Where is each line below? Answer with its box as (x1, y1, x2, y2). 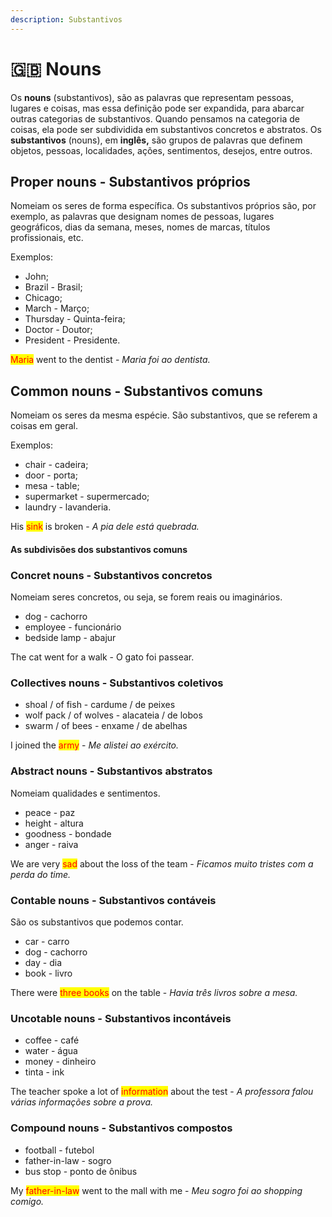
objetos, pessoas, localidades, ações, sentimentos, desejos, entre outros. (10, 144, 313, 156)
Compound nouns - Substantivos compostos (10, 1121, 233, 1135)
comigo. (10, 1195, 45, 1207)
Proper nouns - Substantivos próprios (10, 173, 251, 190)
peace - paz (24, 806, 76, 818)
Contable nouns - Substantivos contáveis (10, 893, 217, 907)
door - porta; (24, 469, 78, 481)
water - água (24, 1045, 78, 1057)
